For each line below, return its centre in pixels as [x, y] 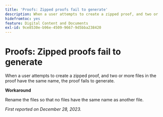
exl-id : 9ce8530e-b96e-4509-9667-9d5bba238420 [53, 28]
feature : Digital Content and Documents [47, 23]
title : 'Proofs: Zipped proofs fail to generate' [57, 10]
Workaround [18, 90]
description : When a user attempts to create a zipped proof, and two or [82, 14]
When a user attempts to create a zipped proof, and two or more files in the [81, 76]
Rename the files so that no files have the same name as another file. [74, 100]
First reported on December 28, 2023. [43, 109]
